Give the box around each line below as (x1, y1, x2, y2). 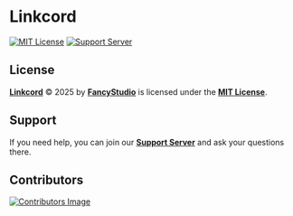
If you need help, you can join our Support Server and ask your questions (9, 136, 285, 147)
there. (9, 146, 32, 157)
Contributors (9, 172, 84, 187)
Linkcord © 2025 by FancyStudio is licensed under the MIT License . (9, 86, 268, 97)
